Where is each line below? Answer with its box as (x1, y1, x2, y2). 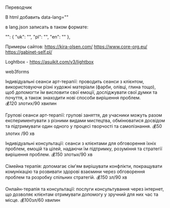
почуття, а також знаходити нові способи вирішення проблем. (5, 95, 141, 100)
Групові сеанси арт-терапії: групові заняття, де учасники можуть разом (5, 112, 162, 118)
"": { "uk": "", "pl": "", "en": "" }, (5, 34, 71, 40)
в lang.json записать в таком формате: (5, 24, 89, 30)
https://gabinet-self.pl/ (5, 49, 52, 55)
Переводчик (5, 5, 32, 10)
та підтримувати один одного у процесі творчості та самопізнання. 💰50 (5, 123, 162, 129)
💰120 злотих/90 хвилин (5, 100, 57, 106)
